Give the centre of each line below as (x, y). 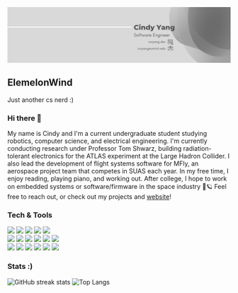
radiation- (197, 149)
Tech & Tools (30, 215)
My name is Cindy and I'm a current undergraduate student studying (107, 134)
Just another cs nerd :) (41, 100)
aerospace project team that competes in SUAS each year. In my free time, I (118, 171)
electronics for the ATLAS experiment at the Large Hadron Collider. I (131, 156)
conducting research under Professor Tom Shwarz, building (95, 149)
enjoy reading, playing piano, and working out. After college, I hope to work (117, 179)
